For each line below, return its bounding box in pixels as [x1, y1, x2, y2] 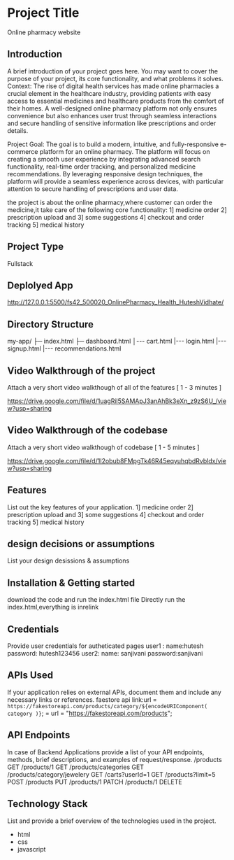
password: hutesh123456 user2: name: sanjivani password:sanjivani [7, 649, 203, 658]
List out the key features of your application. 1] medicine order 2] [7, 502, 194, 512]
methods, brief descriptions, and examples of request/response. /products [7, 755, 222, 763]
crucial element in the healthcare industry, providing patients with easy [7, 89, 212, 97]
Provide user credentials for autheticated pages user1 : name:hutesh [7, 642, 204, 650]
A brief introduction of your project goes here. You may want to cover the [7, 66, 219, 75]
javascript [17, 845, 46, 853]
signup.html [7, 344, 42, 353]
